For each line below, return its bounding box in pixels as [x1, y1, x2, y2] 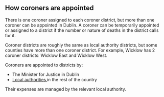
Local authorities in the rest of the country [12, 76, 97, 82]
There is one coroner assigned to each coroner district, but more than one [5, 17, 155, 23]
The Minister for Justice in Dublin [12, 71, 79, 77]
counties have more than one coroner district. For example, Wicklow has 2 [5, 47, 155, 53]
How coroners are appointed [5, 4, 94, 12]
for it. [5, 32, 16, 38]
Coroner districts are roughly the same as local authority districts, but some [5, 42, 158, 48]
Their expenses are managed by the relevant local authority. [5, 86, 126, 92]
